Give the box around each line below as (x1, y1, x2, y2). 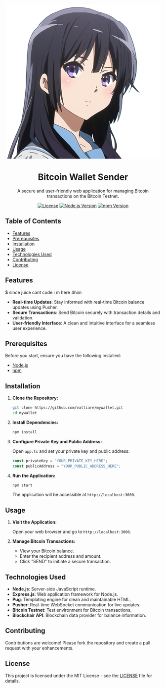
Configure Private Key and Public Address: (12, 438, 102, 444)
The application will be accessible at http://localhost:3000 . (12, 492, 135, 498)
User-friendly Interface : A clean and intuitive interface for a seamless (12, 320, 156, 326)
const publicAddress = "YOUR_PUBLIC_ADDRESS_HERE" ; (12, 464, 121, 469)
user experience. (12, 325, 47, 331)
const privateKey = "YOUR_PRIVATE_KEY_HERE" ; (12, 458, 108, 463)
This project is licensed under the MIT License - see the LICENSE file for (5, 673, 152, 679)
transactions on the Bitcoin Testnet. (46, 193, 120, 199)
